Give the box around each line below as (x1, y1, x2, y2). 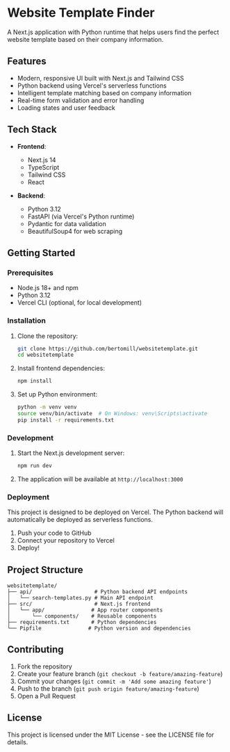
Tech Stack (7, 124, 57, 136)
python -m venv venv (17, 403, 77, 411)
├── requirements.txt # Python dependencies (7, 619, 157, 626)
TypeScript (27, 163, 60, 171)
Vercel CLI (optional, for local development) (17, 298, 142, 307)
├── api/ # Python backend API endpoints (7, 589, 188, 595)
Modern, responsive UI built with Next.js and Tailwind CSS (17, 74, 184, 82)
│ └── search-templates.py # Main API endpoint (7, 595, 154, 602)
